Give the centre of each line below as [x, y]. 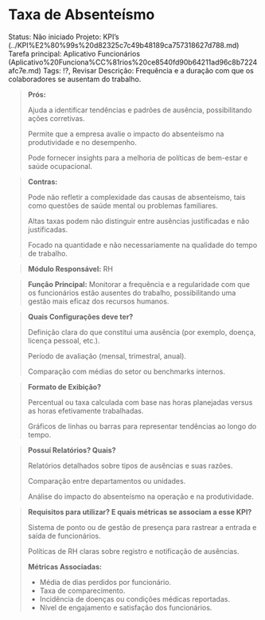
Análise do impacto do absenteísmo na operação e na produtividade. [141, 496]
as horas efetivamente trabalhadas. [86, 410]
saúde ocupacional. [60, 166]
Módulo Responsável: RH [70, 269]
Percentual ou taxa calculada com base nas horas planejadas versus [140, 402]
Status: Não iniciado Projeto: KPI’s [64, 37]
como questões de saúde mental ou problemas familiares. [123, 206]
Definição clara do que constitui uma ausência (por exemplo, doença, [142, 332]
